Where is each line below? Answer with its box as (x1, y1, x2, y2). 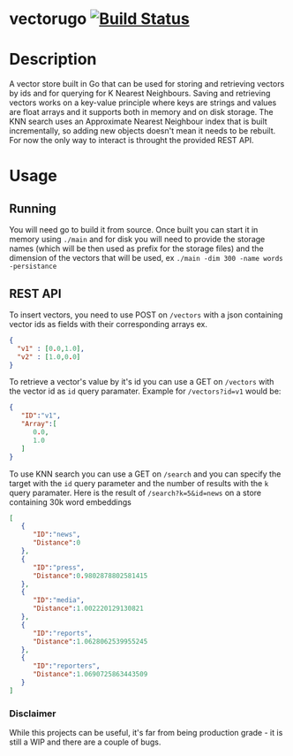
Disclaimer (9, 707, 56, 720)
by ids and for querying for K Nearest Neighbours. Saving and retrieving (9, 88, 271, 99)
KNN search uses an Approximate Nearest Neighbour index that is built (9, 116, 267, 127)
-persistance (9, 262, 57, 271)
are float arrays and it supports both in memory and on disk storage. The (9, 107, 274, 118)
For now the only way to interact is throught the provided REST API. (9, 135, 254, 146)
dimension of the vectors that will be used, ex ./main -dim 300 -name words (9, 253, 284, 263)
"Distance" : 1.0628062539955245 (32, 637, 148, 645)
